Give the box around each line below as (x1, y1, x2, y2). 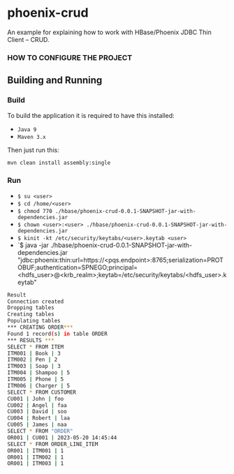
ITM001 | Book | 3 (7, 350, 61, 357)
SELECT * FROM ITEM (7, 343, 64, 350)
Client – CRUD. (7, 35, 50, 43)
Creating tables (7, 311, 54, 318)
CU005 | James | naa (7, 421, 68, 429)
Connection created (7, 298, 64, 305)
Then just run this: (7, 145, 59, 154)
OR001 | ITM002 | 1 (7, 454, 64, 461)
